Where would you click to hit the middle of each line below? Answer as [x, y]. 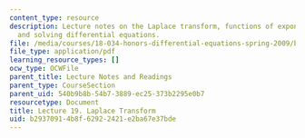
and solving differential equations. [89, 34]
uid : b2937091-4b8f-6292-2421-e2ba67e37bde [93, 119]
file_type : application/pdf [63, 52]
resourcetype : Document [54, 102]
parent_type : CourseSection [63, 85]
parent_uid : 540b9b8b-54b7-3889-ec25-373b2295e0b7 [107, 94]
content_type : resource [54, 18]
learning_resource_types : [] [64, 60]
